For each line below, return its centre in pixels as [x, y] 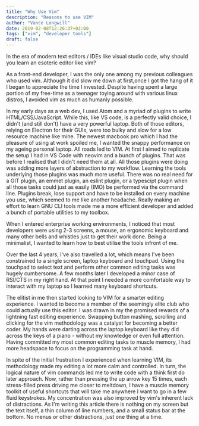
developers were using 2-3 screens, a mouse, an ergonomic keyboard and [97, 230]
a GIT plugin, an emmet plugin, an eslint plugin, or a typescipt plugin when [97, 181]
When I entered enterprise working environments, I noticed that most [91, 224]
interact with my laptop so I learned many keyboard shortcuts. [82, 286]
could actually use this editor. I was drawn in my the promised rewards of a [98, 310]
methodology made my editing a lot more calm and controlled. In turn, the [96, 366]
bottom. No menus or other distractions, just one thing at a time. [85, 417]
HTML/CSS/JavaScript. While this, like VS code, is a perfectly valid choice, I [99, 117]
